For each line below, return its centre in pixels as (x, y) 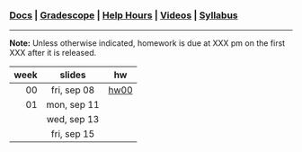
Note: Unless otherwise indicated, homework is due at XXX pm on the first (147, 43)
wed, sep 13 (73, 120)
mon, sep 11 (73, 105)
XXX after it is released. (53, 53)
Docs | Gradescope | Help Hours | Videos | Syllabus (124, 15)
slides (73, 75)
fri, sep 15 (73, 134)
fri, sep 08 (73, 90)
